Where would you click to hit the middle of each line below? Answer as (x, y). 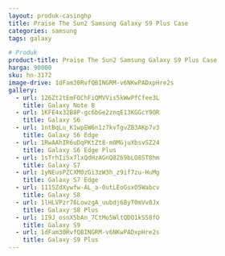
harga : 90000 (30, 68)
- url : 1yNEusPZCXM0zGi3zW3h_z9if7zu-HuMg (88, 173)
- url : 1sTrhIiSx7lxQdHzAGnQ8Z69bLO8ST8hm (88, 158)
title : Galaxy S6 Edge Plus (70, 150)
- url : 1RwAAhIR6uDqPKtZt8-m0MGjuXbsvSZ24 (88, 142)
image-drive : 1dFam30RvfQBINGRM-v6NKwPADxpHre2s (91, 83)
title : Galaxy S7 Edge (61, 180)
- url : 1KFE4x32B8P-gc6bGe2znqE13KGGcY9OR (88, 113)
